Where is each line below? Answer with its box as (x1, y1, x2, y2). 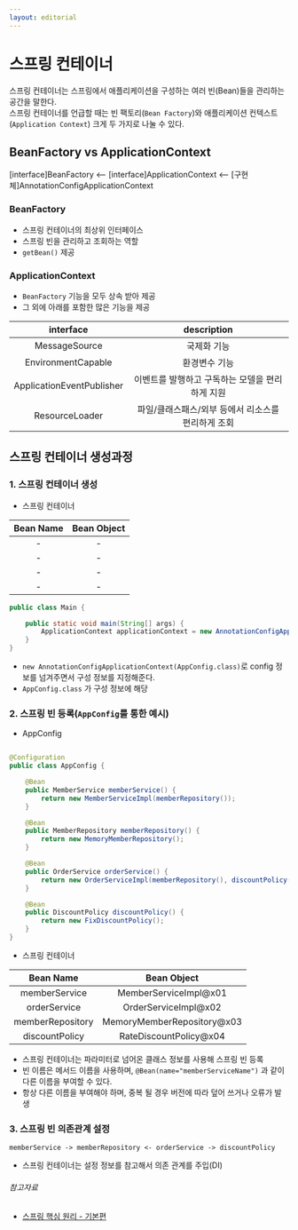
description (183, 323, 233, 336)
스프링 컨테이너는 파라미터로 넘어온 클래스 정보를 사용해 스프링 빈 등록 (21, 1053, 264, 1064)
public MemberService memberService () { (25, 785, 176, 795)
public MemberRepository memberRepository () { (25, 827, 200, 836)
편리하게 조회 (182, 417, 235, 429)
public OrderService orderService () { (25, 867, 169, 876)
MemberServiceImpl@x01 (117, 987, 228, 999)
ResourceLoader (34, 409, 104, 422)
